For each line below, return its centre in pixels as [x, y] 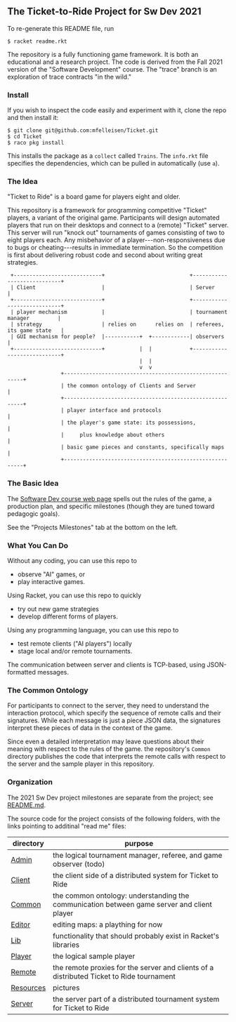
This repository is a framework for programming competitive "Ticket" [107, 211]
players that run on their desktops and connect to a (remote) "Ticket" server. [118, 225]
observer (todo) [79, 864]
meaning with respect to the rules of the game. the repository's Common [109, 749]
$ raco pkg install [36, 143]
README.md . [27, 805]
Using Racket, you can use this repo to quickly [74, 595]
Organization [30, 782]
